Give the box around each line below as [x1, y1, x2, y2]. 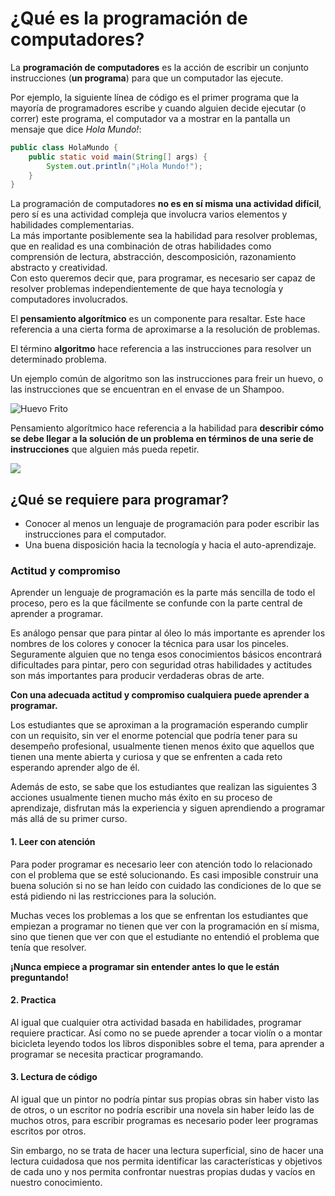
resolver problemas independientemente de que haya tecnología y [10, 283, 284, 295]
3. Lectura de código [10, 1071, 98, 1083]
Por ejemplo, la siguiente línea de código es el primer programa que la [10, 91, 300, 103]
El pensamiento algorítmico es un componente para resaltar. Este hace [10, 313, 306, 325]
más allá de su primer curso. [10, 813, 128, 825]
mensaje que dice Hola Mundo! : [10, 123, 142, 135]
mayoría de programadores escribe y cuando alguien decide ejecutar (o [10, 102, 307, 114]
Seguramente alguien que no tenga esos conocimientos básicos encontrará [10, 648, 323, 661]
